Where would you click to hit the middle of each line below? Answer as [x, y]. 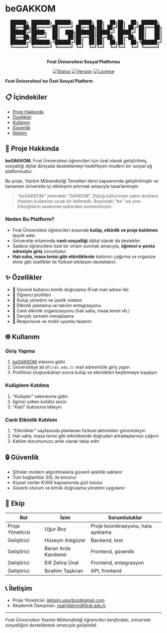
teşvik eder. [24, 235]
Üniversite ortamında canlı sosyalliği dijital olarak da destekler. [77, 241]
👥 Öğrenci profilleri [32, 295]
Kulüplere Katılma [27, 385]
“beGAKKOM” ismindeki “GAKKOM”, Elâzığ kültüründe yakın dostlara [87, 196]
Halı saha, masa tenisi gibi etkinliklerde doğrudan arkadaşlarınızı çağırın [85, 436]
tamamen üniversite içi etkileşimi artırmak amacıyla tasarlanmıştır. [72, 186]
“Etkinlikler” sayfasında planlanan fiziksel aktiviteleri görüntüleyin [79, 430]
